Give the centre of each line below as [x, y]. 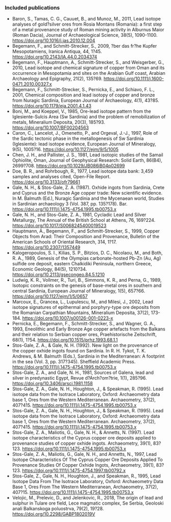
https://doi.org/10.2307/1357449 [46, 247]
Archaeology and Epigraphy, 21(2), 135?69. [57, 79]
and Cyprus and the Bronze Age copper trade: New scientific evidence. [87, 193]
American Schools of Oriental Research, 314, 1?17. [64, 242]
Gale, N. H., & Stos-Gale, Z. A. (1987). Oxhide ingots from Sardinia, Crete [88, 187]
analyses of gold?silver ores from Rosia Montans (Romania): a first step [87, 24]
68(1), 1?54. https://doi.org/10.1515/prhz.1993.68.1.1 [65, 340]
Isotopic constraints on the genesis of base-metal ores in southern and [87, 285]
